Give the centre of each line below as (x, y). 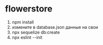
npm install (23, 22)
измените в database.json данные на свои (55, 27)
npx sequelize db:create (36, 32)
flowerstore (29, 9)
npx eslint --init (27, 37)
